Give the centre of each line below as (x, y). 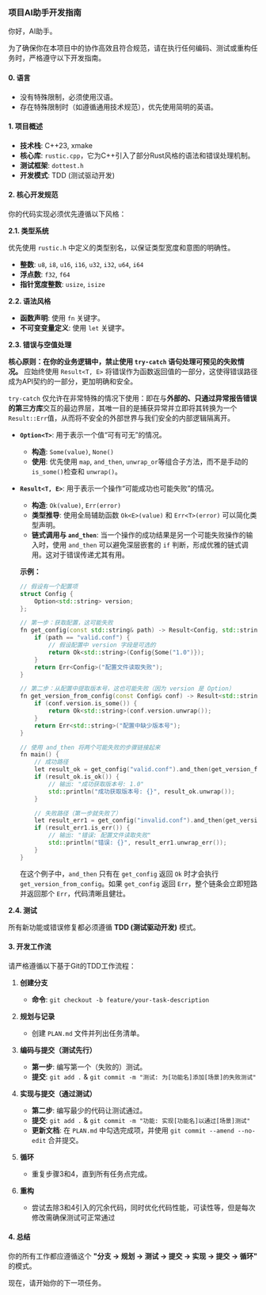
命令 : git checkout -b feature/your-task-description (120, 999)
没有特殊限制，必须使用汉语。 (68, 97)
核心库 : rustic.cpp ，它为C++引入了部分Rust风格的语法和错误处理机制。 (137, 155)
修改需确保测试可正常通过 (73, 1217)
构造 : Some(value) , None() (73, 451)
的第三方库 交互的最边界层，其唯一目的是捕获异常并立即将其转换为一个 (123, 408)
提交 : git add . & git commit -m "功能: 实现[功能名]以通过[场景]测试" (141, 1120)
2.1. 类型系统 (28, 231)
